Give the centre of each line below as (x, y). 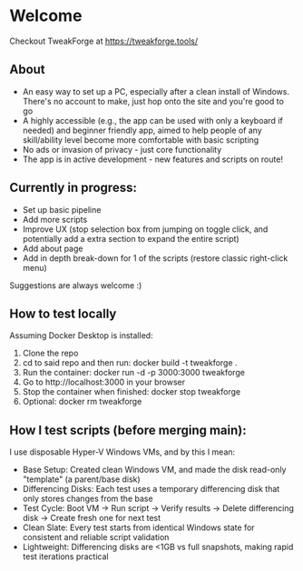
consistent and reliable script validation (96, 537)
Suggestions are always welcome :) (76, 285)
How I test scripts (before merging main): (128, 430)
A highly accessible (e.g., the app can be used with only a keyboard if (152, 120)
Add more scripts (55, 219)
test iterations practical (65, 556)
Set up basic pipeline (62, 209)
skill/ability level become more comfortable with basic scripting (141, 140)
